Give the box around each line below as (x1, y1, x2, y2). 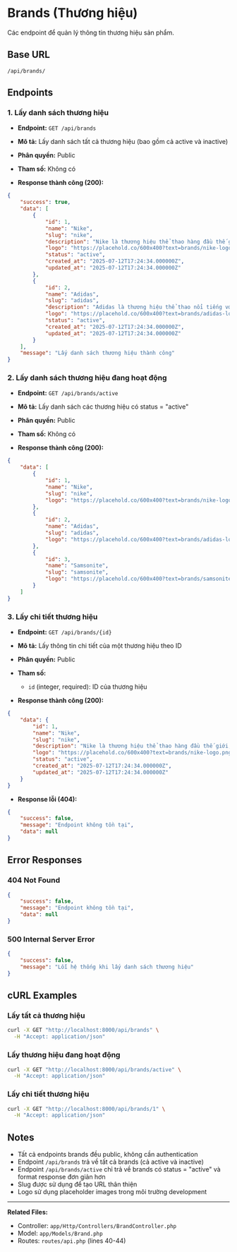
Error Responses (7, 854, 83, 866)
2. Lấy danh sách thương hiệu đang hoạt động (7, 373, 167, 383)
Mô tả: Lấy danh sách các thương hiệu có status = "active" (17, 402, 189, 411)
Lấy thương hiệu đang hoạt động (7, 1050, 121, 1060)
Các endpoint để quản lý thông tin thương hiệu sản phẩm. (7, 28, 174, 37)
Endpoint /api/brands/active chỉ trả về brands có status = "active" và (17, 1165, 221, 1174)
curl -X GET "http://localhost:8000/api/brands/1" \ (7, 1105, 166, 1112)
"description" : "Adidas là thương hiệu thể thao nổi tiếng (44, 303, 222, 311)
